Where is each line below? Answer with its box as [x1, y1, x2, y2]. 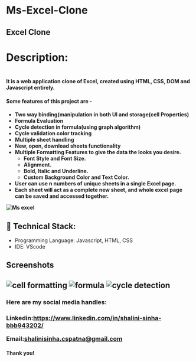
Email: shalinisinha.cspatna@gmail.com [6, 334, 123, 343]
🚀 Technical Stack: [6, 221, 76, 231]
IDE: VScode [14, 243, 45, 250]
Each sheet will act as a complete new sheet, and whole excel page [14, 187, 183, 194]
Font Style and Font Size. [23, 155, 86, 162]
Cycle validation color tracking [14, 130, 92, 137]
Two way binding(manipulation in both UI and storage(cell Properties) [14, 111, 190, 118]
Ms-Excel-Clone [6, 4, 88, 17]
